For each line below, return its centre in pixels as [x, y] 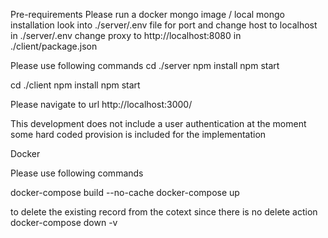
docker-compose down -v [64, 222]
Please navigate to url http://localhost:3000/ [101, 104]
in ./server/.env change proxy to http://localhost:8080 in [126, 35]
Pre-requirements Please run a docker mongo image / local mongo [147, 14]
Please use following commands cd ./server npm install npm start [145, 65]
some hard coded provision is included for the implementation [138, 134]
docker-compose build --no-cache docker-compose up [125, 192]
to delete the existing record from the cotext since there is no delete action [164, 212]
